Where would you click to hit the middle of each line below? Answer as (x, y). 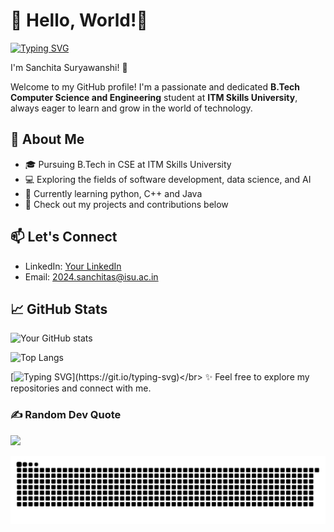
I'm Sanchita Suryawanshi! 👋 (69, 67)
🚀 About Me (47, 139)
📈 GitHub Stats (59, 309)
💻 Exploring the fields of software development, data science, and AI (168, 179)
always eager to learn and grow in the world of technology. (131, 108)
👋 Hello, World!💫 (79, 20)
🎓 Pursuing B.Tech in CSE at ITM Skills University (128, 164)
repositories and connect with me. (81, 388)
